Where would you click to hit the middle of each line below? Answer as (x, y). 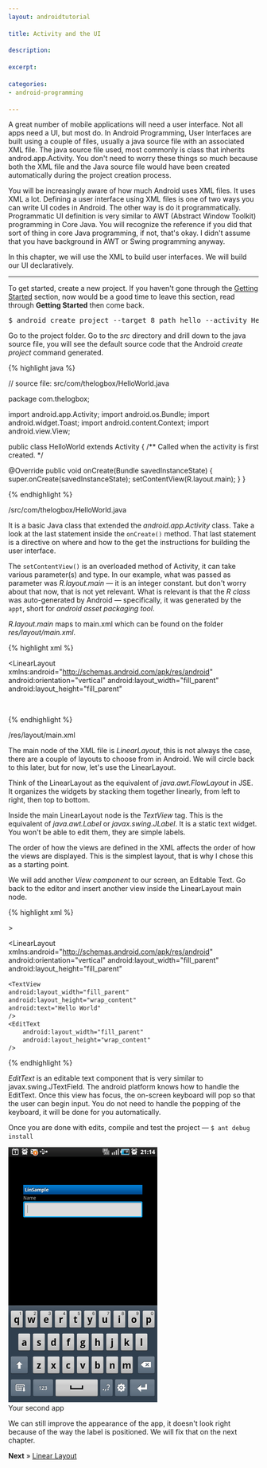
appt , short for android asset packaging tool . (81, 609)
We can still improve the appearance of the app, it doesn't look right (120, 1423)
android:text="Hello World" (55, 1008)
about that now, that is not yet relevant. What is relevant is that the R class (129, 592)
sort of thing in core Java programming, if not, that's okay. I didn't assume (130, 233)
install (21, 1137)
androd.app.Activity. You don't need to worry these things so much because (133, 159)
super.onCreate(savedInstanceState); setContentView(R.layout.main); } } (127, 479)
